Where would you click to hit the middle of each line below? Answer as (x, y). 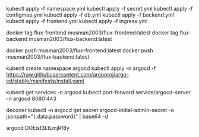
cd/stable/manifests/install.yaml (45, 81)
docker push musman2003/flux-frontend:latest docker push (80, 50)
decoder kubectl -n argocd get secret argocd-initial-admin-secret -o (90, 110)
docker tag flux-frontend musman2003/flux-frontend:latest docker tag (92, 33)
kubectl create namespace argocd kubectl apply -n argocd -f (81, 68)
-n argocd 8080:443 (31, 98)
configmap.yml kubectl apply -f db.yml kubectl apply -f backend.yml (90, 15)
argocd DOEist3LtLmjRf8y (38, 128)
